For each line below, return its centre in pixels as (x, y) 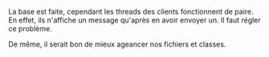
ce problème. (30, 28)
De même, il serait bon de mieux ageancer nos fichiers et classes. (117, 44)
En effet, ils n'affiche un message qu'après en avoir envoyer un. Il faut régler (134, 20)
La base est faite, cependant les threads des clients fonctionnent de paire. (131, 12)
